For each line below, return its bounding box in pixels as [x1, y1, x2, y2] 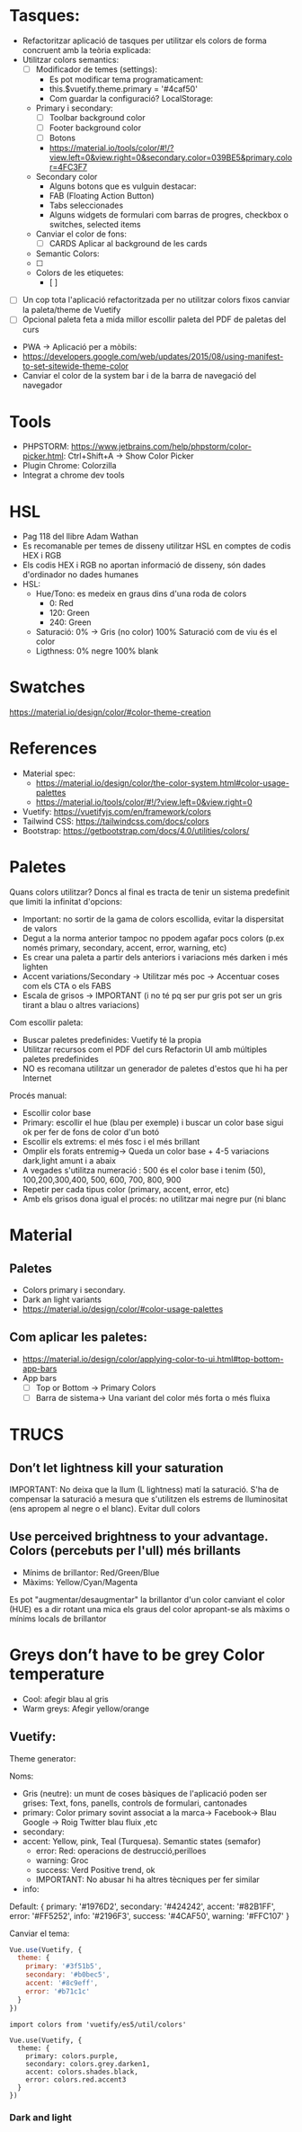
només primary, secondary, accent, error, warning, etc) [22, 942, 227, 953]
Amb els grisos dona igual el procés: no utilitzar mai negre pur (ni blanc [22, 1193, 287, 1205]
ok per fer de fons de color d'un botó [22, 1127, 160, 1137]
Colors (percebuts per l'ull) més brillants [9, 1543, 241, 1558]
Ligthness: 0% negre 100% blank [35, 646, 159, 656]
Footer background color [49, 122, 142, 133]
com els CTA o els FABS [22, 981, 111, 992]
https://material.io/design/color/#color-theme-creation [9, 707, 211, 718]
